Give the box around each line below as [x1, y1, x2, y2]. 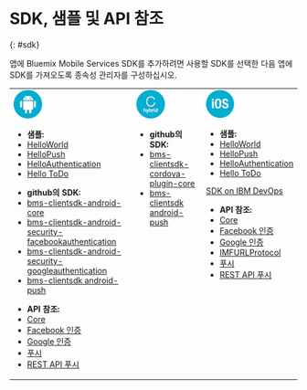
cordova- [149, 168, 186, 179]
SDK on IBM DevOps [206, 184, 283, 196]
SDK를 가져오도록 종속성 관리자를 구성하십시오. [9, 69, 177, 80]
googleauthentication [26, 265, 108, 276]
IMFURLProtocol [218, 247, 281, 258]
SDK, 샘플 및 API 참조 [9, 8, 164, 29]
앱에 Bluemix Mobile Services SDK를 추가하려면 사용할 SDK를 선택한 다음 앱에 [9, 58, 293, 69]
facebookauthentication [26, 236, 117, 247]
